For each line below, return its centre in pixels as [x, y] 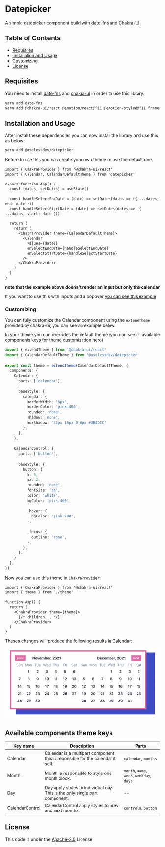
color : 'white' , [43, 495]
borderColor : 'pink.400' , [53, 407]
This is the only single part [71, 793]
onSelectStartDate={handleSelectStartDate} [72, 253]
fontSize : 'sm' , [43, 490]
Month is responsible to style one [78, 773]
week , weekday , [137, 776]
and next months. [62, 810]
